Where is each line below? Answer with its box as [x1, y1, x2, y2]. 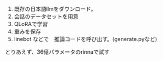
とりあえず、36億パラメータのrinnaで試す [5, 48, 110, 56]
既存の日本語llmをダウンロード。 [13, 5, 94, 12]
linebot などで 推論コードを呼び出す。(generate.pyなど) [13, 36, 158, 42]
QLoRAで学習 [13, 21, 48, 27]
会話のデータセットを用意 [13, 13, 79, 20]
